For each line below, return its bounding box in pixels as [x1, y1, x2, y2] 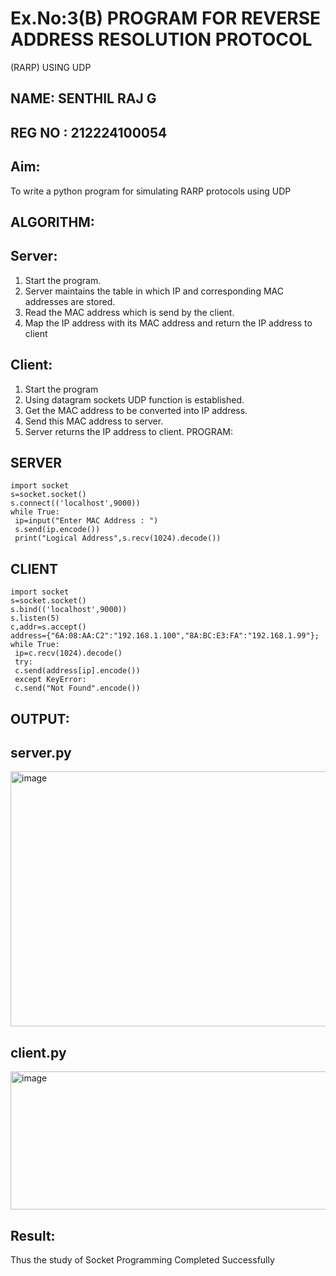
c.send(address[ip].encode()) [14, 666, 141, 676]
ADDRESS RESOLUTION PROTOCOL [10, 28, 313, 51]
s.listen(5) [10, 613, 60, 624]
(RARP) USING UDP [10, 61, 92, 73]
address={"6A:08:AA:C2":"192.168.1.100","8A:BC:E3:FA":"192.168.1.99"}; [10, 631, 320, 641]
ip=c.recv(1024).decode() [14, 648, 123, 659]
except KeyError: [14, 675, 87, 685]
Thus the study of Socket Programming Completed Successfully [10, 1254, 275, 1266]
